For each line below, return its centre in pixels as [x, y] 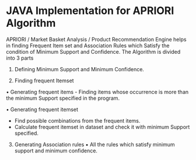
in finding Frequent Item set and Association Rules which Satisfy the [88, 46]
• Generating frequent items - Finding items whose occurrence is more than [97, 92]
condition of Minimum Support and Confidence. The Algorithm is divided [93, 51]
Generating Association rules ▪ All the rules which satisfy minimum [94, 144]
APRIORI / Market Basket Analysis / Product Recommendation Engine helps [96, 39]
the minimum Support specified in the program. [63, 98]
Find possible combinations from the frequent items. [77, 120]
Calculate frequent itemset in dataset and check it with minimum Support [102, 127]
